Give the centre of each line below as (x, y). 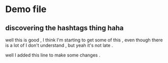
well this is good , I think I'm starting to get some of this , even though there (84, 40)
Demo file (26, 9)
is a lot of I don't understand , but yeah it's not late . (59, 45)
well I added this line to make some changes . (53, 55)
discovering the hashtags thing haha (64, 28)
